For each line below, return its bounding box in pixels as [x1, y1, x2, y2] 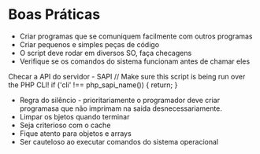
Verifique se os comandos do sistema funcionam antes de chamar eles [19, 57, 251, 66]
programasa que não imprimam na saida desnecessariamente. [19, 104, 223, 113]
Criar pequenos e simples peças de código [19, 39, 160, 49]
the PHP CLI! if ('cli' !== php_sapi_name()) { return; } [8, 80, 178, 90]
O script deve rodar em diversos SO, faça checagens [19, 48, 192, 57]
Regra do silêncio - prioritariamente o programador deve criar [19, 95, 221, 104]
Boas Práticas [8, 5, 101, 24]
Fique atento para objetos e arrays [19, 128, 132, 138]
